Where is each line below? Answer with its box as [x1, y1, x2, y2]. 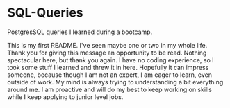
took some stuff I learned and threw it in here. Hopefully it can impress [7, 63, 209, 71]
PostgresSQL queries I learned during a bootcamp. [7, 28, 153, 36]
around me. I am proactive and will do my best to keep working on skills [7, 85, 212, 93]
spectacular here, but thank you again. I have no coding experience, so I [7, 55, 214, 64]
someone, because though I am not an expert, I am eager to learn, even [7, 71, 212, 79]
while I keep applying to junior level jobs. [7, 92, 124, 101]
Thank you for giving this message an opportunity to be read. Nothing [7, 48, 207, 57]
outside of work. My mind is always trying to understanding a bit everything [7, 78, 224, 86]
